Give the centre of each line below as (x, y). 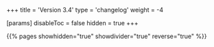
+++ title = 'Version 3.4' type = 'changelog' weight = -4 (85, 10)
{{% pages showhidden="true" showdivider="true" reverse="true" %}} (107, 36)
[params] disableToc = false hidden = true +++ (72, 23)
